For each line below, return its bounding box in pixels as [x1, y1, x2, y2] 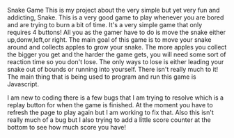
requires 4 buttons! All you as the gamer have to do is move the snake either [7, 28, 226, 36]
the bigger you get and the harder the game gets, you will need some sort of [7, 50, 226, 59]
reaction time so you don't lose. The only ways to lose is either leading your [7, 58, 224, 66]
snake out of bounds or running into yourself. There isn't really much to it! [7, 66, 219, 73]
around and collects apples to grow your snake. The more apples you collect [7, 43, 227, 51]
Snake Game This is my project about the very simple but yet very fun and [7, 6, 220, 14]
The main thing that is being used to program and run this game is [7, 72, 196, 81]
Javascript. [7, 80, 40, 88]
